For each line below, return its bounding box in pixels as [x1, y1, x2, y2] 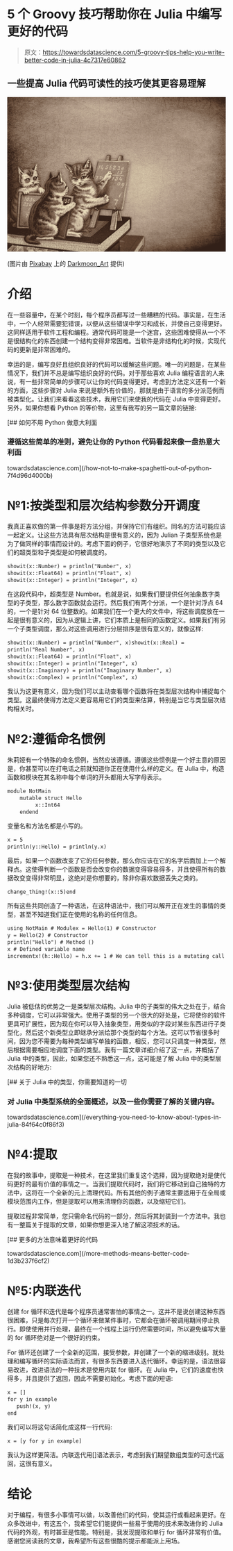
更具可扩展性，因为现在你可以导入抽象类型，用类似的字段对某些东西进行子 [7, 1019, 220, 1028]
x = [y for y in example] [7, 1437, 82, 1445]
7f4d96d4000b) [7, 471, 53, 479]
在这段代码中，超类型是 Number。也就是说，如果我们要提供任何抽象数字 [7, 590, 215, 598]
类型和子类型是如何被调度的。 [25, 548, 111, 556]
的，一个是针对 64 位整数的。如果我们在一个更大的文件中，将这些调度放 [7, 607, 213, 615]
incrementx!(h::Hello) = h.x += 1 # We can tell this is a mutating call [7, 952, 225, 959]
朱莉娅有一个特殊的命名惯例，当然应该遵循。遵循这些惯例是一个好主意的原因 [7, 755, 226, 764]
